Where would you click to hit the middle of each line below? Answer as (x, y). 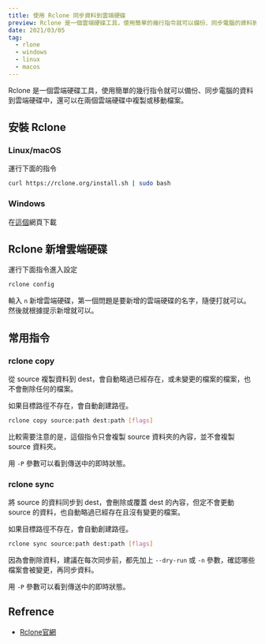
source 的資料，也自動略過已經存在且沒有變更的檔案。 (97, 512)
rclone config (32, 285)
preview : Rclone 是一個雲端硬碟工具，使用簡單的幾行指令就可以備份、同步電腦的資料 (131, 23)
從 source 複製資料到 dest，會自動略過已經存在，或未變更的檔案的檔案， (126, 379)
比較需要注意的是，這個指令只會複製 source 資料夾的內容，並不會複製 (121, 436)
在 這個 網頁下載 (32, 222)
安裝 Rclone (37, 127)
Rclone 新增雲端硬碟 (58, 249)
